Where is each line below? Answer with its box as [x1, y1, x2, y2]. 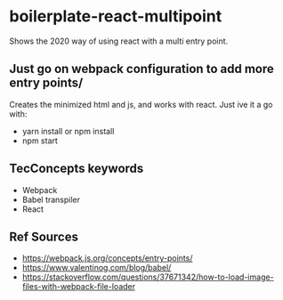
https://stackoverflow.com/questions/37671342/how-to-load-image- [21, 272, 274, 282]
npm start [21, 135, 58, 146]
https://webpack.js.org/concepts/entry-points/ [21, 253, 193, 264]
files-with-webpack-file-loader [21, 281, 136, 292]
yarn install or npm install [21, 126, 115, 136]
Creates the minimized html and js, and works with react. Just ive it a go [9, 99, 273, 109]
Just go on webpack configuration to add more [9, 61, 274, 77]
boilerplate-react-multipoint [9, 6, 222, 27]
